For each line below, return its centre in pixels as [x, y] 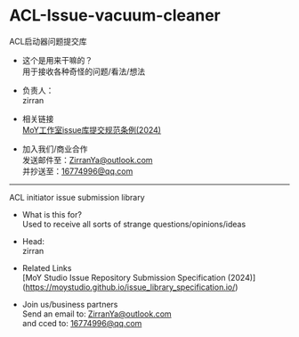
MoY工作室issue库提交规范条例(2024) [92, 129]
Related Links [47, 267]
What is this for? [52, 214]
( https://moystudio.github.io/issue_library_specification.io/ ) [130, 287]
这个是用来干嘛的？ [57, 60]
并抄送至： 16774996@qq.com [77, 171]
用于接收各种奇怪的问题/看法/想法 [83, 71]
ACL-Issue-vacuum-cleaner [115, 16]
